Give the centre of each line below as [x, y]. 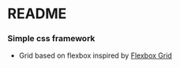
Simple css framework [51, 39]
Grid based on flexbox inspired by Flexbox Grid [96, 55]
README [37, 14]
